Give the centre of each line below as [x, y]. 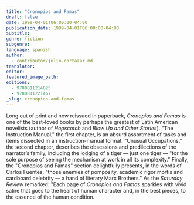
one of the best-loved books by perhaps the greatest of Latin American [92, 122]
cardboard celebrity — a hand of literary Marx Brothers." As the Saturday [94, 178]
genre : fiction [25, 39]
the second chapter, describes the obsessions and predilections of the [91, 147]
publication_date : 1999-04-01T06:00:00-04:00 [62, 28]
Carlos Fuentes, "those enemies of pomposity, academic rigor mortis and [95, 172]
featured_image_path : [33, 77]
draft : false [22, 17]
